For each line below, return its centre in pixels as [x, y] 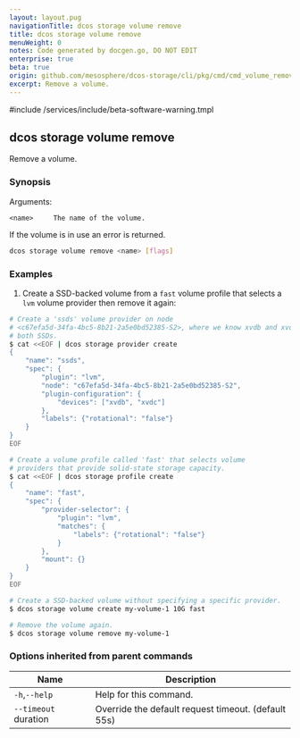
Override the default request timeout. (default [190, 709]
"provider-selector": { [85, 510]
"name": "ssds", [56, 361]
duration [31, 718]
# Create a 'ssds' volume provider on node [92, 319]
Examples [31, 273]
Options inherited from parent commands [101, 656]
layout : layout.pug [46, 17]
